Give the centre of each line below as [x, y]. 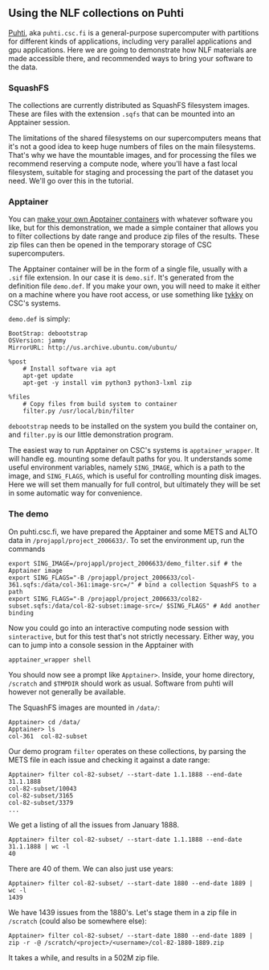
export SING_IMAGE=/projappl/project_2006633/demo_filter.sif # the [125, 563]
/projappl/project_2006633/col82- [145, 599]
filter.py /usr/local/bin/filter [79, 411]
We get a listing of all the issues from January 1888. [94, 824]
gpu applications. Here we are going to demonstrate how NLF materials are [132, 50]
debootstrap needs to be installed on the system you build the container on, [133, 426]
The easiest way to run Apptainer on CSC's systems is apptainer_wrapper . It [134, 450]
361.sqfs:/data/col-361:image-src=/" [71, 584]
